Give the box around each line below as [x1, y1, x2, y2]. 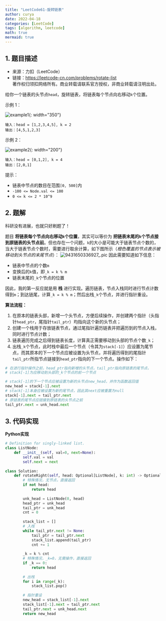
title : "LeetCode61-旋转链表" [5, 7, 64, 12]
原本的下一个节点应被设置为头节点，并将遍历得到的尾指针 [29, 349, 146, 355]
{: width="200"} [30, 146, 63, 152]
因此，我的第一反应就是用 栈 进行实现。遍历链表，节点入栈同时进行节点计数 [5, 285, 159, 291]
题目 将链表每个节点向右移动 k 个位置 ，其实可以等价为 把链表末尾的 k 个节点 [5, 233, 155, 239]
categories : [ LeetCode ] [5, 21, 54, 26]
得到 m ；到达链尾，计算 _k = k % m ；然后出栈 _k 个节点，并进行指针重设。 [5, 291, 151, 297]
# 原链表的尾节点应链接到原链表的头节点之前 [5, 397, 83, 402]
